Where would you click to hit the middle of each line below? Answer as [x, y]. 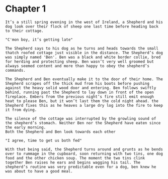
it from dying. [21, 110]
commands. [16, 70]
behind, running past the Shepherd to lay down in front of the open [80, 92]
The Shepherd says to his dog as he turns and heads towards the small [82, 48]
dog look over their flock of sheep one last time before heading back [82, 26]
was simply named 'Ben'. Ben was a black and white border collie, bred [83, 57]
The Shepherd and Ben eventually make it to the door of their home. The [84, 79]
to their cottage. [24, 31]
